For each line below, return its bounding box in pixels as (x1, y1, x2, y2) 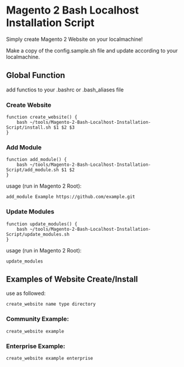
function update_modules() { (6, 221, 78, 227)
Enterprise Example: (6, 342, 66, 350)
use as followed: (6, 290, 46, 297)
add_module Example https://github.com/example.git (6, 194, 135, 200)
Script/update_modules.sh (6, 231, 69, 237)
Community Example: (6, 315, 69, 323)
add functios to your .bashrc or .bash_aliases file (6, 86, 124, 93)
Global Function (6, 70, 66, 80)
